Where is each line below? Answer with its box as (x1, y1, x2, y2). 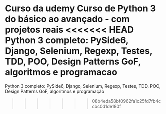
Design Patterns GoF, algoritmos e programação (5, 88, 105, 94)
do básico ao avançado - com (5, 13, 130, 25)
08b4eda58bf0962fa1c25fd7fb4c (92, 98, 161, 104)
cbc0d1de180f (92, 103, 121, 109)
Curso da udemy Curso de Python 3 (5, 3, 156, 14)
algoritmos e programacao (5, 67, 117, 78)
